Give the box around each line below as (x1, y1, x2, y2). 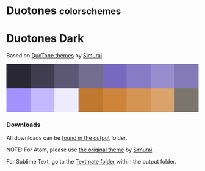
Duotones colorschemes (6, 4, 121, 18)
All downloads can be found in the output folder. (6, 134, 128, 142)
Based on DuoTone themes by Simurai (6, 52, 103, 59)
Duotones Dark (6, 32, 84, 46)
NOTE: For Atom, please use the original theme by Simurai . (6, 146, 154, 153)
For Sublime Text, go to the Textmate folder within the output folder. (6, 158, 177, 166)
